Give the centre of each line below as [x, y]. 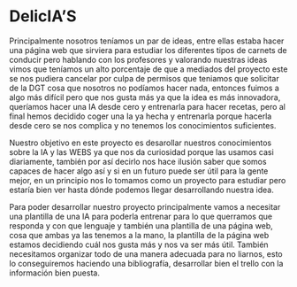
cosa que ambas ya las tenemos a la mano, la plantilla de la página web [139, 235]
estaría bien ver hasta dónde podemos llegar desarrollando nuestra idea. [141, 190]
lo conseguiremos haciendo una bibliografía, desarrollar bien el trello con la [146, 263]
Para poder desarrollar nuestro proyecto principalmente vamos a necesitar [145, 206]
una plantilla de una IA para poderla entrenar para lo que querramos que [141, 216]
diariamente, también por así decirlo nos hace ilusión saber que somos [138, 161]
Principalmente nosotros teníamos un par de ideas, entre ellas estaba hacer [147, 41]
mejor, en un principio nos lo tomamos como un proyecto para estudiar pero [148, 180]
